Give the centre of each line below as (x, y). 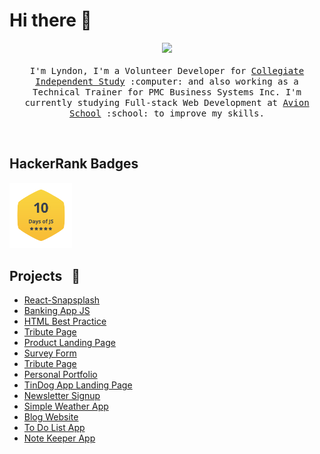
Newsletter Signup (62, 396)
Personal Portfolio (60, 375)
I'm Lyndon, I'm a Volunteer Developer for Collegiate (167, 70)
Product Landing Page (69, 343)
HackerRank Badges (74, 164)
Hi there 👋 (50, 20)
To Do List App (54, 428)
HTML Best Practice (65, 321)
